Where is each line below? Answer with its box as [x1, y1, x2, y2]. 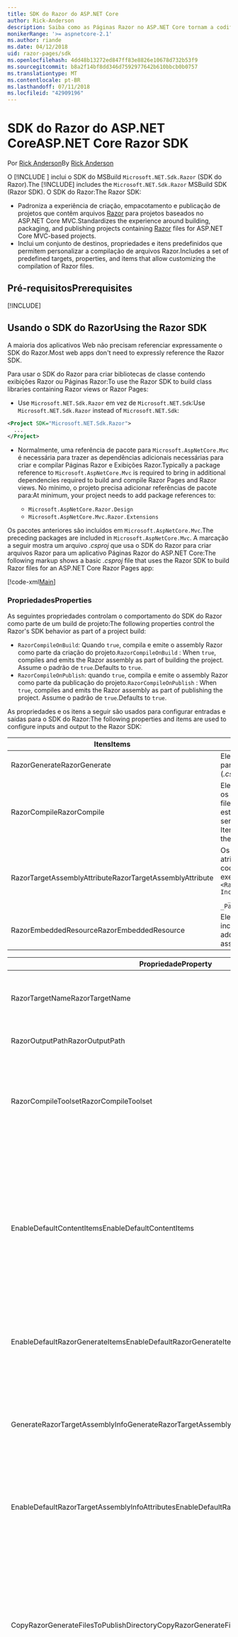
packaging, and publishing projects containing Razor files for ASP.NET [17, 225, 223, 233]
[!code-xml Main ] [7, 578, 56, 586]
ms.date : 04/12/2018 [7, 43, 69, 50]
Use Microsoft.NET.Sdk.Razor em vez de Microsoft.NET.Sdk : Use [17, 399, 205, 407]
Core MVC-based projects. [17, 232, 97, 240]
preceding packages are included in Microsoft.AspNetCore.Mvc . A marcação [7, 534, 229, 542]
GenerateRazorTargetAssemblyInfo [11, 1419, 128, 1429]
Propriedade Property [139, 958, 212, 968]
